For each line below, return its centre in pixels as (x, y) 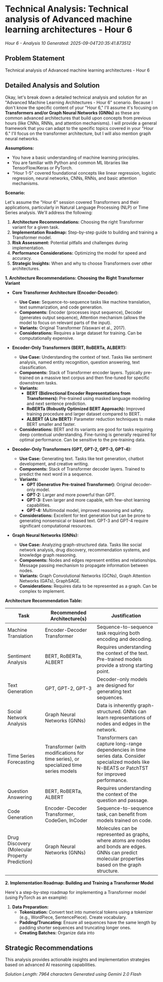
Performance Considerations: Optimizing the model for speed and (79, 253)
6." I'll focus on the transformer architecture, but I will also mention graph (78, 133)
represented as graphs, (123, 834)
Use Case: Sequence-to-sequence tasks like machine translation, (85, 302)
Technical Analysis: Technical (67, 9)
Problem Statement (35, 59)
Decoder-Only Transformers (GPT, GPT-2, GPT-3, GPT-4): (72, 449)
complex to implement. (42, 591)
